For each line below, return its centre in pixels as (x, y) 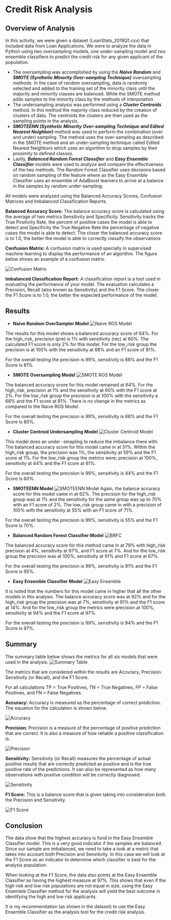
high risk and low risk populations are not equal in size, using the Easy (79, 886)
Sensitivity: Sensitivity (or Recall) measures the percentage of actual (78, 758)
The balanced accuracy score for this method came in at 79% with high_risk (86, 545)
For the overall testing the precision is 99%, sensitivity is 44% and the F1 (82, 473)
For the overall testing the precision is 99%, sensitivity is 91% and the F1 (81, 566)
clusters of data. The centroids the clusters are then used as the (80, 115)
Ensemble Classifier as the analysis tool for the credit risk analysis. (75, 912)
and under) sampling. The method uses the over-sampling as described (88, 137)
